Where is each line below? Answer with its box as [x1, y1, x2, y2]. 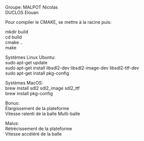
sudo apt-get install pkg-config [5, 70, 69, 76]
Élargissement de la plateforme [5, 106, 69, 111]
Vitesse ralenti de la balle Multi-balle [5, 111, 80, 117]
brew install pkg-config [5, 91, 53, 96]
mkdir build [5, 29, 28, 34]
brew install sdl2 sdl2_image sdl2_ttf [5, 85, 80, 91]
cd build [5, 34, 22, 40]
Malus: [5, 121, 19, 126]
